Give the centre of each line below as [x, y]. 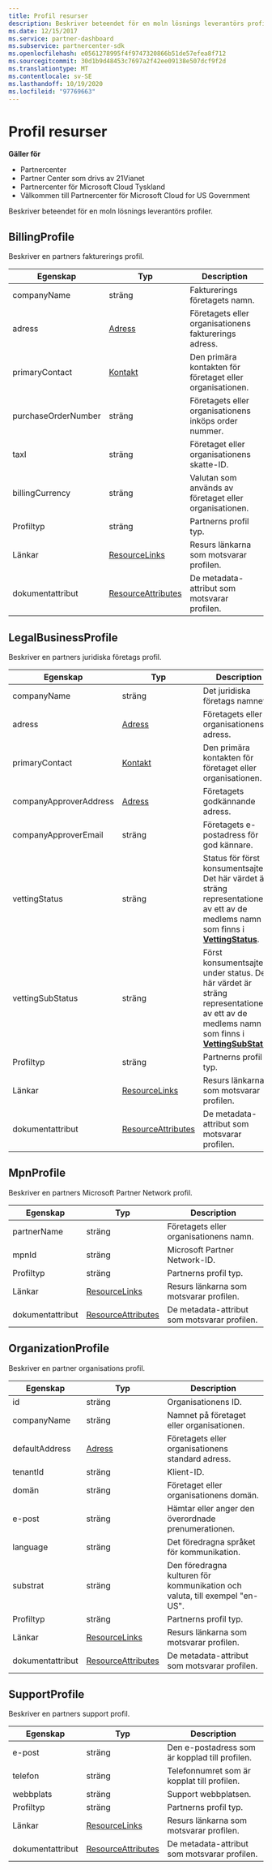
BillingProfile [41, 237]
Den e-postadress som [212, 1747]
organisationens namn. [210, 1236]
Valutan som [213, 478]
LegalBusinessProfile [64, 638]
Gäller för [25, 154]
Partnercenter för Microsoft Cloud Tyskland [93, 187]
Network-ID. [191, 1260]
